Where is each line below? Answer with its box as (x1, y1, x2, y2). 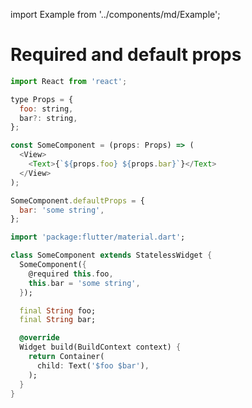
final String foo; (19, 305, 97, 316)
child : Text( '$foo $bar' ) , (36, 360, 150, 371)
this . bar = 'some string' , (28, 278, 141, 288)
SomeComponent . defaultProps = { (10, 195, 145, 206)
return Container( (28, 352, 105, 362)
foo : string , (19, 104, 74, 114)
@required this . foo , (28, 269, 114, 279)
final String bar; (19, 315, 97, 325)
